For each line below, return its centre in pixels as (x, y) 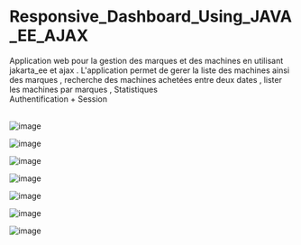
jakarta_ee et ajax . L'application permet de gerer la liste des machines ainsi (150, 70)
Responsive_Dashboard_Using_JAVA (151, 17)
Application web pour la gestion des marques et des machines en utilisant (146, 60)
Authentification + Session (59, 99)
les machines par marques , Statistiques (83, 89)
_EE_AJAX (49, 36)
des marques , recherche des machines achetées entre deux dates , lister (146, 79)
